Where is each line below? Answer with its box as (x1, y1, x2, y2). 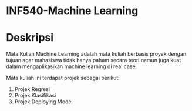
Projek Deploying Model (14, 98, 73, 105)
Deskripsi (6, 31, 54, 45)
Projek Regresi (14, 86, 50, 93)
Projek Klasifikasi (14, 92, 56, 99)
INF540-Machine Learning (6, 4, 139, 18)
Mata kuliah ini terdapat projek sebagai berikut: (6, 75, 120, 82)
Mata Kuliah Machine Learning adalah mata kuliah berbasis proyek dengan (6, 51, 187, 58)
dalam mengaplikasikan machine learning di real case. (6, 63, 137, 70)
